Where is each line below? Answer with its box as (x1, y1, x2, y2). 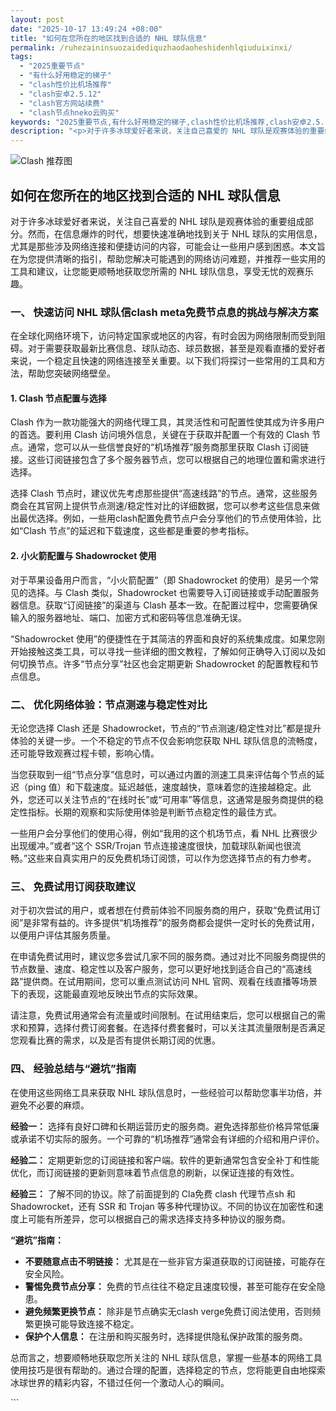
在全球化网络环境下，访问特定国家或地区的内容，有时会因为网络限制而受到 (10, 330, 317, 342)
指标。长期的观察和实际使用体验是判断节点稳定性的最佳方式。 (27, 806, 282, 818)
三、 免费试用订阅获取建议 (10, 879, 137, 893)
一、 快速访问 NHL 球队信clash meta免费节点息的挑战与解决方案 (10, 305, 319, 319)
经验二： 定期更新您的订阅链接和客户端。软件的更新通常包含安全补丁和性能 (10, 1154, 320, 1166)
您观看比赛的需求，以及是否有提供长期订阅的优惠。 (10, 1034, 221, 1046)
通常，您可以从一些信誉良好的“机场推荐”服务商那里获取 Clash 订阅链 (27, 441, 310, 453)
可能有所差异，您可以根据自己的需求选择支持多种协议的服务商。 (27, 1212, 291, 1225)
